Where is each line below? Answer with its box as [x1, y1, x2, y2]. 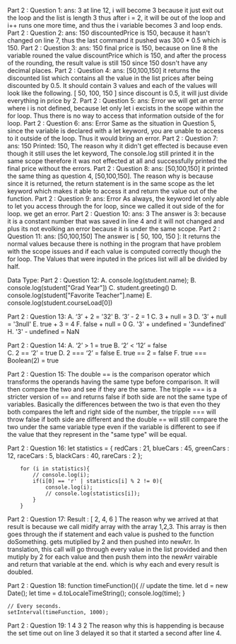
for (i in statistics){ [20, 465, 90, 472]
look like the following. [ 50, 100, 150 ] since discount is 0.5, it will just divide [7, 89, 228, 97]
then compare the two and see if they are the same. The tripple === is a [7, 385, 217, 393]
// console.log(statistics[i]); [45, 490, 141, 497]
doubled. [7, 567, 33, 576]
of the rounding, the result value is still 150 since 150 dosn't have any [7, 59, 208, 67]
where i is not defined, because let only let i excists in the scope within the [7, 104, 224, 112]
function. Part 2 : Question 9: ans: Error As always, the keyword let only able [7, 194, 230, 203]
